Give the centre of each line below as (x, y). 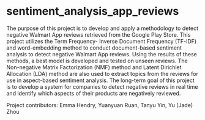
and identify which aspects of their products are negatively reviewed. (94, 93)
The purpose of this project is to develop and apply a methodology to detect (102, 28)
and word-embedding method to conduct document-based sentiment (94, 48)
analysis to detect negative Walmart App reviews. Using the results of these (102, 54)
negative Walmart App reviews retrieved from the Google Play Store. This (99, 34)
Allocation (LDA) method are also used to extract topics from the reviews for (102, 73)
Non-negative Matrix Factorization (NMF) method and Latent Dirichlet (94, 67)
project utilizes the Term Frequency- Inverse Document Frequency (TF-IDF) (102, 41)
